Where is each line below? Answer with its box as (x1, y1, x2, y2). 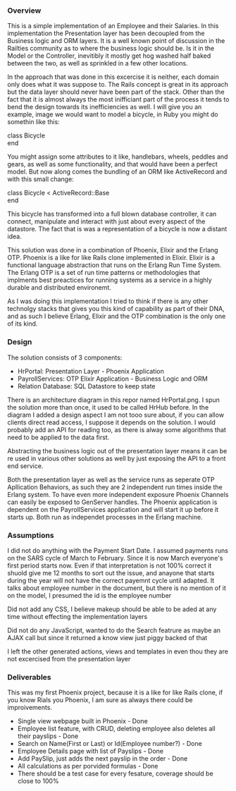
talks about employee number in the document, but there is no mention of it (7, 584, 227, 592)
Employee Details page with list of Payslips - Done (17, 747, 164, 756)
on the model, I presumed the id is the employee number (7, 591, 172, 599)
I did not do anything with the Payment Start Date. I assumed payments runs (7, 546, 229, 555)
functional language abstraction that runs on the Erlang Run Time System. (7, 261, 222, 269)
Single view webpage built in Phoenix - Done (17, 717, 148, 725)
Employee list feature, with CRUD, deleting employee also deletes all (17, 725, 216, 733)
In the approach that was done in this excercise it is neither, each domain (7, 73, 220, 81)
